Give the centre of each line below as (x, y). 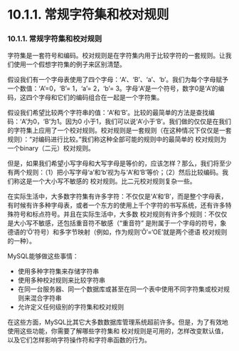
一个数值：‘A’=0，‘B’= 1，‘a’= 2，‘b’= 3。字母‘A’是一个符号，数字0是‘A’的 (113, 88)
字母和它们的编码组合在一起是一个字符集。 (101, 98)
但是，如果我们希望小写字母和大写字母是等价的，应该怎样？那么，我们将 (113, 163)
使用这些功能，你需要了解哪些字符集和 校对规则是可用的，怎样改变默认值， (117, 331)
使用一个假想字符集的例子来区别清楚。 (69, 64)
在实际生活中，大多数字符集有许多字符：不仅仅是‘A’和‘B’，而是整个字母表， (117, 196)
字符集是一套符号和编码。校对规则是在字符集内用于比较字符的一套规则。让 (116, 56)
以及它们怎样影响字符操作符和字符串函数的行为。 (79, 340)
